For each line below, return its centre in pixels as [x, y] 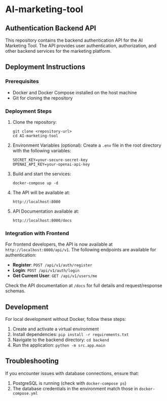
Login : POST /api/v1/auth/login [46, 271]
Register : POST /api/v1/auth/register [52, 265]
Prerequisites [22, 81]
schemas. [15, 291]
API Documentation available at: [46, 211]
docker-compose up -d [35, 183]
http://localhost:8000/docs [42, 220]
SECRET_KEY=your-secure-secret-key [50, 160]
